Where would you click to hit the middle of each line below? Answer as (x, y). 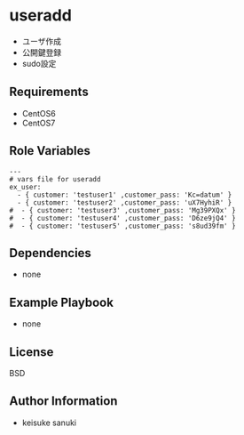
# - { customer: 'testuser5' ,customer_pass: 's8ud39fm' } (123, 226)
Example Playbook (61, 302)
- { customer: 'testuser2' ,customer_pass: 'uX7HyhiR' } (125, 202)
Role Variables (50, 151)
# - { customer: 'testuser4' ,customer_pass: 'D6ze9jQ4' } (123, 218)
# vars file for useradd (55, 179)
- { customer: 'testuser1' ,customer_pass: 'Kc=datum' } (125, 195)
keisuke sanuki (49, 423)
